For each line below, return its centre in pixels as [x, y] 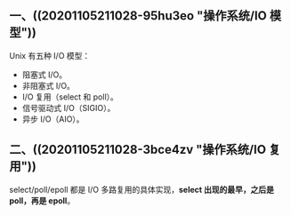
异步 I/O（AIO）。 [53, 119]
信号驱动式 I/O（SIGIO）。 [69, 107]
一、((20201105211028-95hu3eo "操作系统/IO [138, 16]
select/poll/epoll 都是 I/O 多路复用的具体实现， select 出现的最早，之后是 [141, 189]
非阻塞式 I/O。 [48, 85]
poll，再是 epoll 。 [42, 200]
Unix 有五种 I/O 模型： [50, 55]
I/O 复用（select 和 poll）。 [70, 97]
